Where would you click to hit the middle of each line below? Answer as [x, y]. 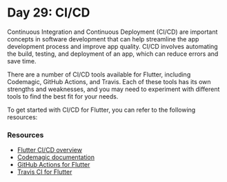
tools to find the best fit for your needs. [63, 96]
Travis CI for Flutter [45, 172]
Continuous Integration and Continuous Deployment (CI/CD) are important [112, 32]
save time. [22, 61]
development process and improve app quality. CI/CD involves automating [113, 46]
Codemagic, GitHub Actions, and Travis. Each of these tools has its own [109, 81]
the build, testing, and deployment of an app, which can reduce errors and [113, 54]
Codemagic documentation [56, 157]
